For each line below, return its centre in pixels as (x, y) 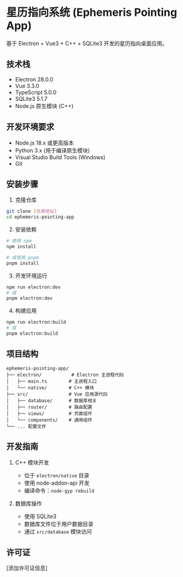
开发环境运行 (31, 275)
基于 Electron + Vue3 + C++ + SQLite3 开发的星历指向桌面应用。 (87, 43)
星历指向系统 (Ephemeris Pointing (92, 12)
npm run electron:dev (34, 287)
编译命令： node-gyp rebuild (59, 490)
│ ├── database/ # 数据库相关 (52, 401)
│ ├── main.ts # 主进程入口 (52, 381)
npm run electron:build (36, 323)
